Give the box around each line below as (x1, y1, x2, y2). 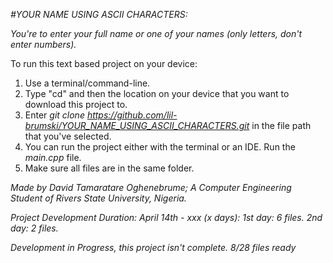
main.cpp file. (24, 152, 82, 163)
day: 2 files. (10, 222, 59, 234)
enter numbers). (10, 39, 77, 50)
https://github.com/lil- (86, 109, 178, 121)
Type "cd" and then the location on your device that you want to (24, 88, 290, 99)
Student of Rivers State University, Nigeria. (10, 192, 187, 204)
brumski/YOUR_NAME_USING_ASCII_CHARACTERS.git (24, 120, 250, 131)
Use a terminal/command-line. (24, 77, 151, 89)
